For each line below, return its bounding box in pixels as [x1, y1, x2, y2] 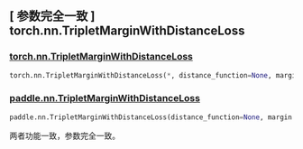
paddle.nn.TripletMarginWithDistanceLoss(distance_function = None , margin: [9, 112, 297, 122]
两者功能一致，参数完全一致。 [9, 130, 120, 141]
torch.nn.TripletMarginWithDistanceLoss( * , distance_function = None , [9, 70, 272, 79]
